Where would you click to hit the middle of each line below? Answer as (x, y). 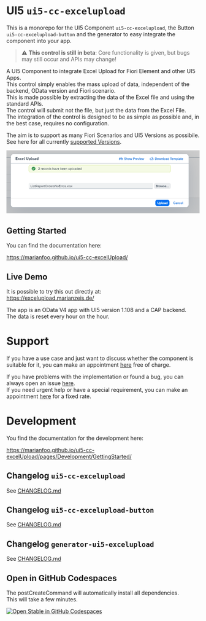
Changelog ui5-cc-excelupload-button (80, 510)
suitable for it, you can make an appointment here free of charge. (89, 365)
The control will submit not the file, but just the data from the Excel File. (96, 110)
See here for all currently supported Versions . (64, 141)
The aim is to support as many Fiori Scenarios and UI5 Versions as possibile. (103, 135)
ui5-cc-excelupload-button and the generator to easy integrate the (91, 34)
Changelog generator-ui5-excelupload (80, 544)
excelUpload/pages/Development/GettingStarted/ (69, 456)
